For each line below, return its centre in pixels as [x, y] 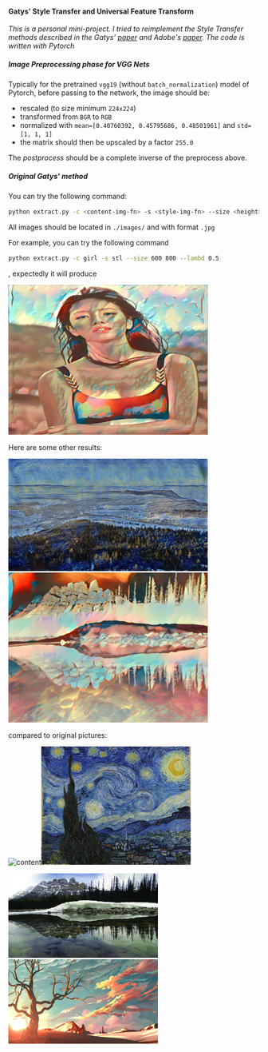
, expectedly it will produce [53, 273]
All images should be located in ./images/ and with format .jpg [112, 227]
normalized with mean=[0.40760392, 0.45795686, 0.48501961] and [127, 126]
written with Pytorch [41, 46]
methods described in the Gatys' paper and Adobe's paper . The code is [126, 38]
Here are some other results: [55, 447]
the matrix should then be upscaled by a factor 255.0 [106, 142]
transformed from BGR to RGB [66, 117]
